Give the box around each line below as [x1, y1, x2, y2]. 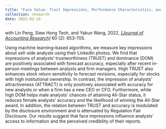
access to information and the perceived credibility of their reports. [5, 118, 142, 124]
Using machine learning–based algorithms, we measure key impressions [5, 45, 153, 51]
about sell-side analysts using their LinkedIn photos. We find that [5, 50, 137, 56]
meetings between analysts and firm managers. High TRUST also [20, 66, 154, 72]
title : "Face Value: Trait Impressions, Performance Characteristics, [5, 7, 154, 12]
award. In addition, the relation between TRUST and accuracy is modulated [5, 102, 158, 109]
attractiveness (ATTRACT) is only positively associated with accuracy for [5, 82, 153, 87]
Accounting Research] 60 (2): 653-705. [5, 35, 85, 41]
